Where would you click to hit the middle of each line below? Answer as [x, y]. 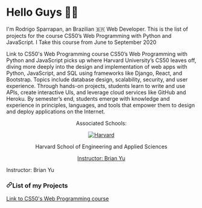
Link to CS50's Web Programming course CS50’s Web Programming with [97, 54]
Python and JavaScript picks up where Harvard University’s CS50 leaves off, [101, 60]
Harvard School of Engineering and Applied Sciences [101, 147]
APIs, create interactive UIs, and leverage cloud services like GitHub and [96, 92]
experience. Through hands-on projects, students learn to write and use [96, 86]
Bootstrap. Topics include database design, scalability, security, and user [97, 79]
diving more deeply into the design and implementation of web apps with [97, 66]
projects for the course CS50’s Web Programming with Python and [89, 36]
